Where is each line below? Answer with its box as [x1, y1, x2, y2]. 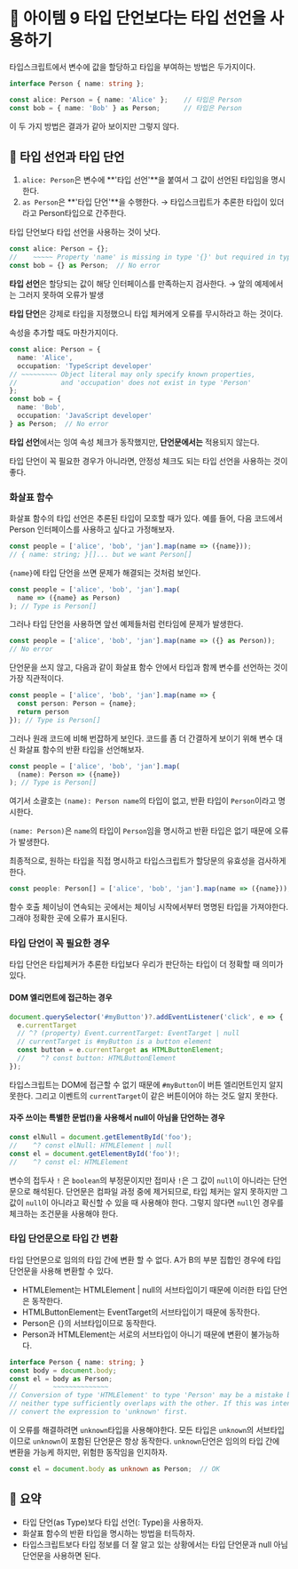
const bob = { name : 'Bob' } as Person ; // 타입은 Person [9, 103, 242, 112]
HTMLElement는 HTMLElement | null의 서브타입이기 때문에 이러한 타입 [21, 1284, 271, 1295]
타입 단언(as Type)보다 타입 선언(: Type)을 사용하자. [21, 1517, 204, 1527]
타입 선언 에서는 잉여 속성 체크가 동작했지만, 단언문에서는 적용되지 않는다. [9, 437, 260, 447]
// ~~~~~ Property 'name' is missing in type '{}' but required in [9, 253, 276, 262]
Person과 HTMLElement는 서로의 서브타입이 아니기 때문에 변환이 [21, 1329, 249, 1340]
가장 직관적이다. [9, 673, 65, 684]
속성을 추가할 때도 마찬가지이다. [9, 327, 119, 338]
